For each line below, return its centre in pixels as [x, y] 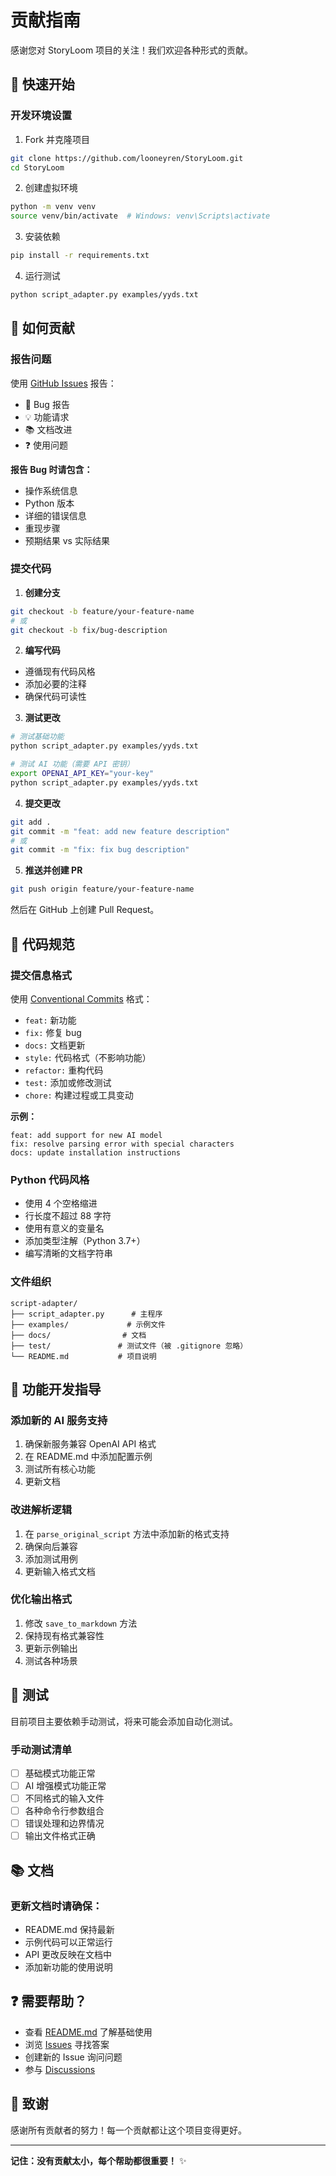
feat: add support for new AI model [86, 1135]
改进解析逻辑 [41, 1510]
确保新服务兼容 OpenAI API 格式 [90, 1444]
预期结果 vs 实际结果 [67, 540]
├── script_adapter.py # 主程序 [86, 1314]
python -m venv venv [53, 207]
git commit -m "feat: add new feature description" [120, 831]
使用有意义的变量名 [64, 1228]
